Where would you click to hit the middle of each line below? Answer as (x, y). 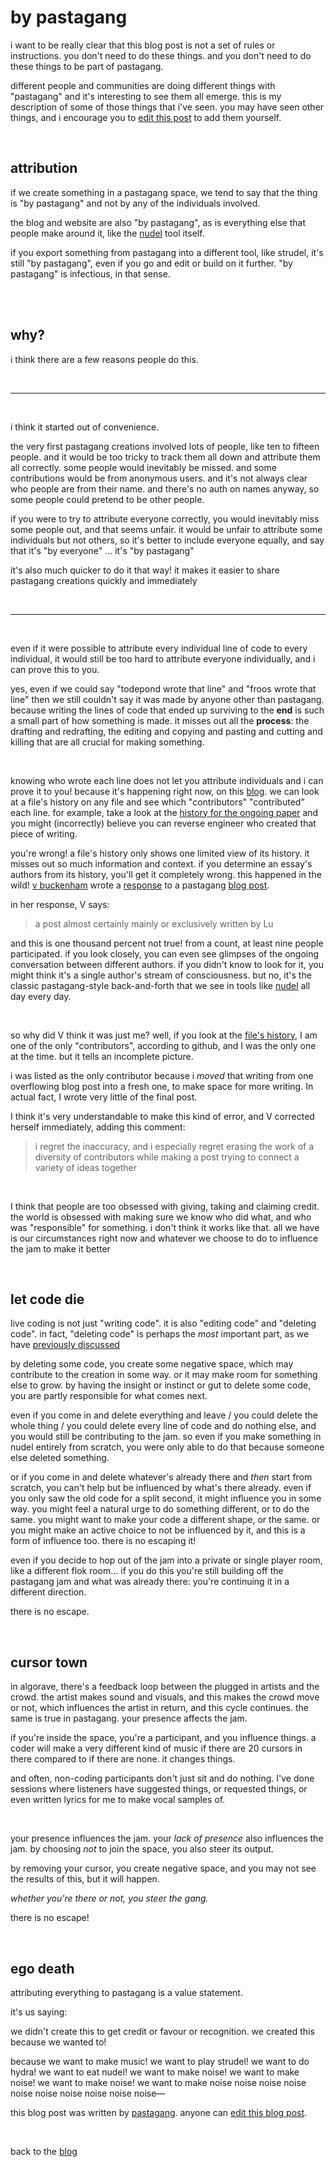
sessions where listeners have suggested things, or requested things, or (159, 1789)
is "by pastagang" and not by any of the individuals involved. (135, 203)
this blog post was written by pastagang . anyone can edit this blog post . (159, 2112)
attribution (44, 168)
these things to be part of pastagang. (87, 66)
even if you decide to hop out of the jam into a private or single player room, (166, 1560)
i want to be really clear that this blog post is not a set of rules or (143, 45)
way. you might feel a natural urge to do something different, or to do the (160, 1509)
